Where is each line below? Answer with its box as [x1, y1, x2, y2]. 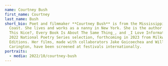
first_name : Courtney [5, 12, 50, 17]
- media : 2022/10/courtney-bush [9, 53, 77, 59]
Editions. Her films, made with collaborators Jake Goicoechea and [9, 40, 153, 45]
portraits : [5, 49, 28, 54]
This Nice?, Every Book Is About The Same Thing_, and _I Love [9, 30, 144, 35]
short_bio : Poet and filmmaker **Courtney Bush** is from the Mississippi [5, 21, 164, 26]
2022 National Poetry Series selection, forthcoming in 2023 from [9, 35, 151, 40]
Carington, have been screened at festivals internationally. [9, 44, 142, 49]
